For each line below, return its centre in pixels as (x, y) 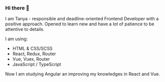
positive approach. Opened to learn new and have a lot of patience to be (80, 24)
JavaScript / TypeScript (37, 65)
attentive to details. (25, 29)
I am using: (16, 39)
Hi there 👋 (17, 8)
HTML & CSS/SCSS (32, 49)
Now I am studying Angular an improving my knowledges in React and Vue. (83, 74)
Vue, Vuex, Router (31, 59)
